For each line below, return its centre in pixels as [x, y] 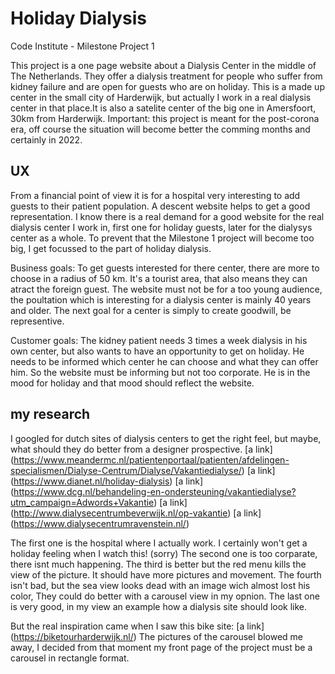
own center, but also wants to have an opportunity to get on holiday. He [157, 351]
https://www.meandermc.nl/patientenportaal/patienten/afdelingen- [151, 459]
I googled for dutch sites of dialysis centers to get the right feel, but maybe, [166, 438]
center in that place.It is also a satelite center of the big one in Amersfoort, [163, 108]
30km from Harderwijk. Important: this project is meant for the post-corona [165, 118]
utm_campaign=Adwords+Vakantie [82, 502]
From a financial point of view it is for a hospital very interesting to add [155, 195]
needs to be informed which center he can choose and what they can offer [164, 361]
